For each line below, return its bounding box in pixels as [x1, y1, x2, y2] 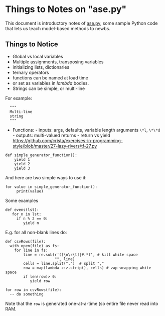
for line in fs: [14, 248, 49, 253]
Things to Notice [5, 40, 59, 49]
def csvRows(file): [5, 239, 46, 244]
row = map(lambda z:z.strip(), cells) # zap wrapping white [23, 265, 151, 270]
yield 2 [14, 161, 30, 166]
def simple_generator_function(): [5, 152, 78, 158]
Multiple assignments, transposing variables [12, 59, 104, 65]
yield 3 [14, 166, 30, 171]
